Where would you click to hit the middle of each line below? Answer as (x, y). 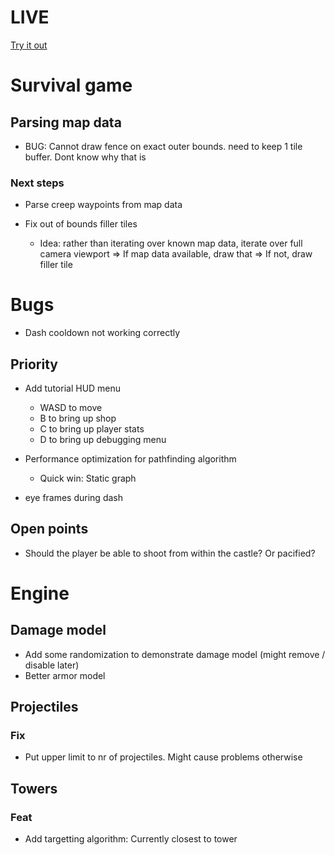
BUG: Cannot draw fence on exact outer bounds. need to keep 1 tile (163, 146)
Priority (34, 364)
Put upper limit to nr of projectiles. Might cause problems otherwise (163, 757)
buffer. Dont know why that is (85, 157)
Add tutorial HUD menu (73, 388)
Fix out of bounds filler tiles (81, 224)
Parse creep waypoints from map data (103, 205)
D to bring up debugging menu (103, 439)
